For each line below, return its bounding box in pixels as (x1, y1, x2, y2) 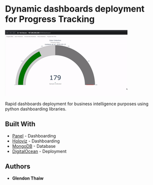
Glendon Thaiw (12, 175, 44, 181)
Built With (5, 120, 35, 128)
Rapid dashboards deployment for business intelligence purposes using (5, 101, 149, 107)
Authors (5, 162, 31, 170)
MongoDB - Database (12, 143, 56, 149)
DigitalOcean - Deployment (12, 148, 67, 154)
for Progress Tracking (5, 14, 95, 25)
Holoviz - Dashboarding (12, 138, 60, 144)
